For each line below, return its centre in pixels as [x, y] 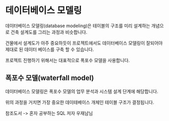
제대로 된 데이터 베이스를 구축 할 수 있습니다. [50, 49]
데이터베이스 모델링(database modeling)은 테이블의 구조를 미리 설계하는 [78, 26]
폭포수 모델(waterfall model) [50, 78]
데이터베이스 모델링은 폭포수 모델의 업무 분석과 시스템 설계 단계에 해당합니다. [82, 91]
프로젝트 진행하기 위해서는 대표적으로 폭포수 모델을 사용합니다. [68, 60]
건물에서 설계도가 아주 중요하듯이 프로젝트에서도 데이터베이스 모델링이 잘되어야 [84, 43]
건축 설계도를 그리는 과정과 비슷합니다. [49, 32]
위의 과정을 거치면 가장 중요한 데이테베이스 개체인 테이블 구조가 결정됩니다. [80, 102]
